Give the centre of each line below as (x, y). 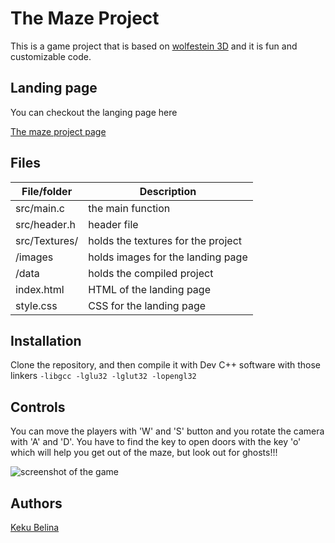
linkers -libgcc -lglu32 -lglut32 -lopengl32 (103, 376)
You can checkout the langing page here (94, 112)
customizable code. (51, 56)
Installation (46, 340)
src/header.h (45, 224)
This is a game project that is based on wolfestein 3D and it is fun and (154, 46)
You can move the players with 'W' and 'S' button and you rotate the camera (167, 431)
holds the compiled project (151, 273)
